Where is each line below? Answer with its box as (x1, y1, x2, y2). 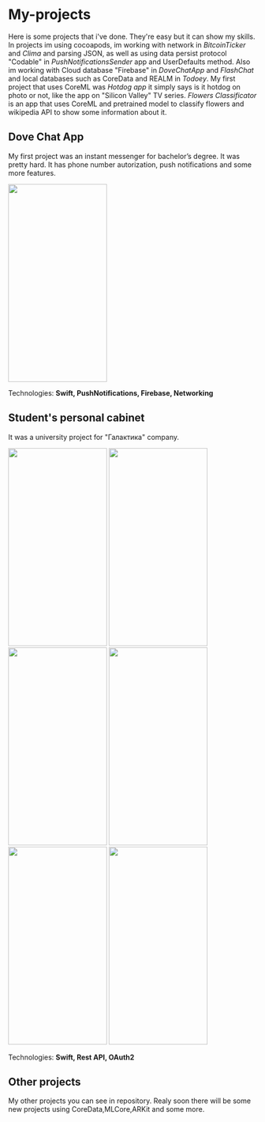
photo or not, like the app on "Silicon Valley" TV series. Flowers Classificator (8, 90, 257, 100)
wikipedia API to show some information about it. (8, 107, 167, 116)
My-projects (8, 6, 91, 24)
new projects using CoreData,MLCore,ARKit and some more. (8, 1105, 205, 1114)
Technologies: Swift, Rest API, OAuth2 (8, 1052, 135, 1062)
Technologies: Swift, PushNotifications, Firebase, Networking (8, 388, 214, 397)
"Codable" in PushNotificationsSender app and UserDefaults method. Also (8, 57, 251, 66)
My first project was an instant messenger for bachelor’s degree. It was (8, 151, 241, 161)
